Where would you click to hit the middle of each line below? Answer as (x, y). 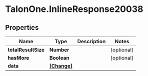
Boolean (59, 58)
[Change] (61, 66)
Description (91, 41)
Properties (22, 28)
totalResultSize (26, 50)
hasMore (18, 58)
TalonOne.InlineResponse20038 (74, 9)
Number (59, 50)
